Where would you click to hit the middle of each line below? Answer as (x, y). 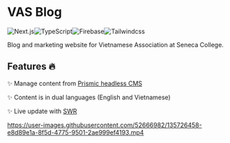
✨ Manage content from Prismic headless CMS (75, 83)
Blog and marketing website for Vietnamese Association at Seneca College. (116, 44)
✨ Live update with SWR (42, 111)
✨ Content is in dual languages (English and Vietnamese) (89, 97)
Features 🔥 (31, 67)
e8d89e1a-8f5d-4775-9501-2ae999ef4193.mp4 (76, 132)
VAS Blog (35, 12)
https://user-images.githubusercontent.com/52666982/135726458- (105, 125)
